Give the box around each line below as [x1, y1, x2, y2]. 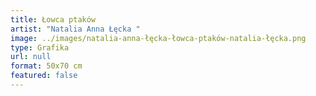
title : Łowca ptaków [10, 14, 97, 25]
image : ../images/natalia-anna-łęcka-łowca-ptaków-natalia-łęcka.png [10, 33, 307, 43]
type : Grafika [10, 42, 70, 53]
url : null [10, 52, 52, 62]
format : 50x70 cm [10, 61, 83, 71]
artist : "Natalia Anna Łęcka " [10, 24, 141, 34]
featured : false [10, 71, 78, 81]
